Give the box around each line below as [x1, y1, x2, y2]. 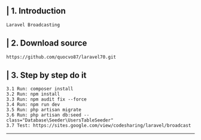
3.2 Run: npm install [6, 91, 60, 98]
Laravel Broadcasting [6, 22, 60, 28]
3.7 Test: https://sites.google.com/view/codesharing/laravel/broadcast [6, 123, 191, 129]
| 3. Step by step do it [6, 70, 87, 81]
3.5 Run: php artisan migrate [6, 107, 82, 113]
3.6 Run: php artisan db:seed [6, 112, 82, 118]
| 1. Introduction [6, 6, 66, 16]
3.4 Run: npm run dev [6, 102, 60, 108]
